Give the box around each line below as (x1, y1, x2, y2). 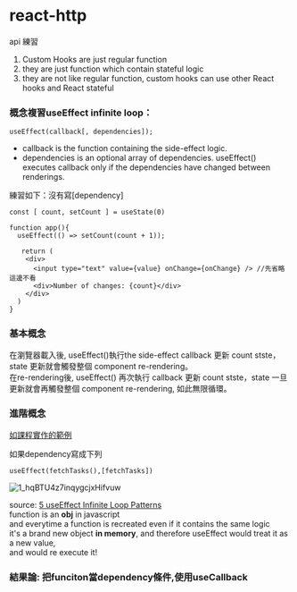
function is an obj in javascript (9, 509, 120, 520)
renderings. (21, 172, 65, 182)
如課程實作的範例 (9, 429, 72, 440)
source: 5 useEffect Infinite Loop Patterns (9, 499, 162, 510)
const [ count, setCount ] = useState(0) (9, 207, 166, 217)
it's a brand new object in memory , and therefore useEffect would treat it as (9, 528, 288, 538)
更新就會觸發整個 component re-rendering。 (29, 360, 194, 371)
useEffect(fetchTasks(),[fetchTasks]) (9, 466, 153, 475)
